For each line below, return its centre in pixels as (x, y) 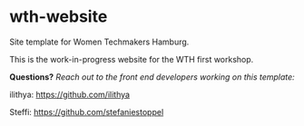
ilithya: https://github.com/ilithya (69, 94)
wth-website (59, 17)
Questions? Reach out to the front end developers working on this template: (152, 77)
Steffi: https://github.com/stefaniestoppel (87, 111)
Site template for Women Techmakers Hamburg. (99, 42)
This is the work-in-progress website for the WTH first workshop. (132, 59)
